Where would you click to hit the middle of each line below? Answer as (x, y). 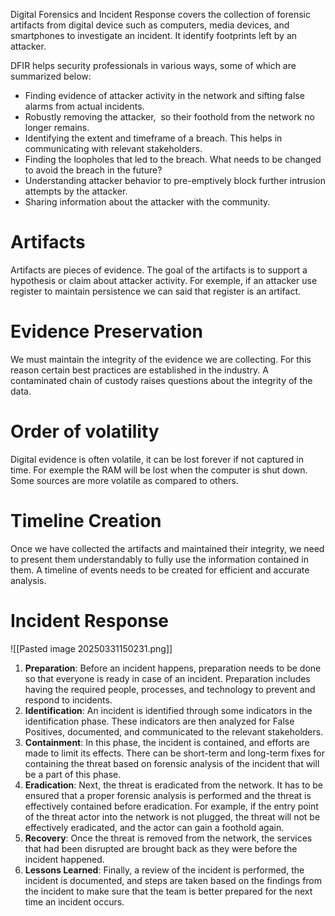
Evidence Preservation (106, 331)
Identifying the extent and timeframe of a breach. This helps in (153, 138)
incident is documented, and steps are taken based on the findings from (173, 880)
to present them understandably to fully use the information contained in (159, 559)
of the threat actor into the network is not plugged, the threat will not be (172, 816)
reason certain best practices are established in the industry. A (139, 370)
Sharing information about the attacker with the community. (147, 202)
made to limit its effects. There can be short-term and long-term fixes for (174, 753)
